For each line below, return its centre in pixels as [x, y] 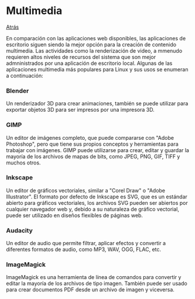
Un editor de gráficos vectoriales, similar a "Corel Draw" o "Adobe [86, 190]
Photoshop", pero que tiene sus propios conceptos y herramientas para [92, 144]
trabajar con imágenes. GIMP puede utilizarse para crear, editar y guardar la [97, 150]
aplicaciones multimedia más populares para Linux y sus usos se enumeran [97, 69]
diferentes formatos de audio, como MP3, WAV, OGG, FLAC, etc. [84, 249]
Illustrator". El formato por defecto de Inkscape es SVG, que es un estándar [97, 197]
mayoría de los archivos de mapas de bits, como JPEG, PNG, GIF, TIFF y [93, 156]
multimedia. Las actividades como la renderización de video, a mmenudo [94, 50]
